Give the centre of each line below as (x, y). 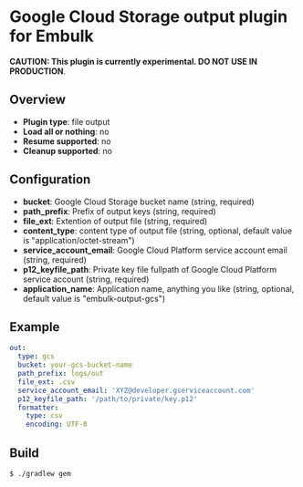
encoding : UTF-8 (57, 425)
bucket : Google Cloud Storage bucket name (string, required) (138, 202)
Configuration (50, 180)
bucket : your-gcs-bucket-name (75, 365)
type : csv (45, 416)
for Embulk (52, 36)
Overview (38, 100)
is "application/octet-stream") (78, 240)
